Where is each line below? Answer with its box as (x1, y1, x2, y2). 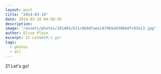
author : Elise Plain (5, 30, 49, 35)
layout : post (5, 7, 33, 12)
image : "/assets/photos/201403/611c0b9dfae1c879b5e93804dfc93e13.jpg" (5, 26, 156, 31)
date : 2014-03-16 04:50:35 (5, 16, 62, 21)
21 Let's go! (5, 63, 29, 69)
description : (5, 21, 33, 26)
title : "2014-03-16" (5, 12, 49, 17)
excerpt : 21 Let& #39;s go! (5, 35, 62, 40)
